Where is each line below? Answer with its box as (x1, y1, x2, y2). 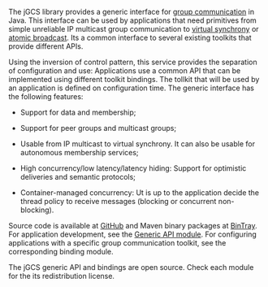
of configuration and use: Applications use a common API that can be (8, 66, 241, 76)
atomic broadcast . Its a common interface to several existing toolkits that (8, 33, 252, 42)
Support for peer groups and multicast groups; (19, 124, 177, 133)
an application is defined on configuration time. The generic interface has (8, 83, 254, 93)
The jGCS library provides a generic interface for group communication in (8, 7, 254, 16)
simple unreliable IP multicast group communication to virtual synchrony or (8, 24, 259, 33)
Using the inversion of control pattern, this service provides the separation (8, 57, 257, 67)
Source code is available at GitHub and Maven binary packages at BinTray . (8, 221, 257, 230)
